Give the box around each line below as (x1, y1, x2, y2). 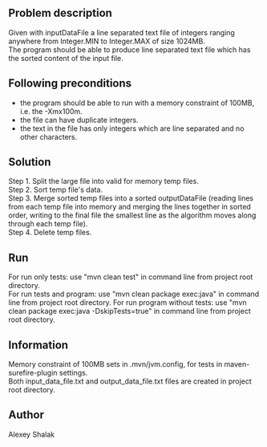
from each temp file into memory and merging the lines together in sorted (8, 202, 251, 212)
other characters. (19, 132, 78, 141)
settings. (59, 368, 88, 378)
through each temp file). (8, 219, 88, 229)
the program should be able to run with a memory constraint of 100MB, (19, 98, 255, 108)
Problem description (8, 6, 112, 20)
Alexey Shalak (8, 429, 55, 439)
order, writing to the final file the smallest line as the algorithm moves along (8, 210, 257, 220)
